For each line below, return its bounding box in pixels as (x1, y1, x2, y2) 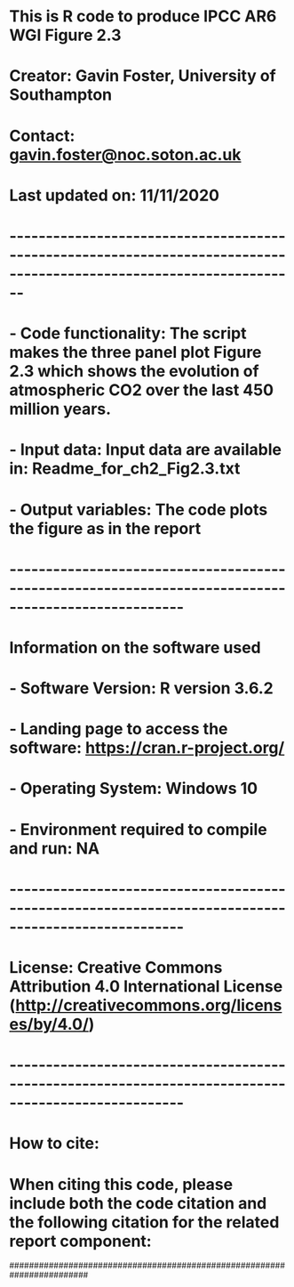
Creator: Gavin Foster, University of (9, 66, 277, 86)
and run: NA (9, 838, 100, 858)
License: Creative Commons (9, 958, 223, 977)
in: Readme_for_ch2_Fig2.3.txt (9, 458, 241, 479)
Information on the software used (9, 637, 261, 658)
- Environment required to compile (9, 819, 268, 839)
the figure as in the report (9, 518, 202, 538)
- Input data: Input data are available (9, 440, 282, 460)
